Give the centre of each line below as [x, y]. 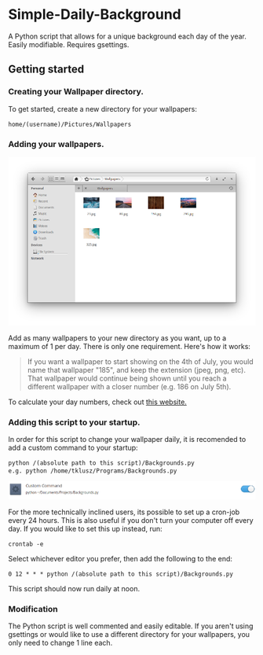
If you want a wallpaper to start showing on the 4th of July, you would [140, 361]
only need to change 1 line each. [60, 643]
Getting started [46, 70]
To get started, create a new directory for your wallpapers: [103, 109]
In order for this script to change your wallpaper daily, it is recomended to [127, 440]
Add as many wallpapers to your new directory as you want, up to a [117, 338]
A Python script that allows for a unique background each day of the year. [128, 36]
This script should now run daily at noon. [74, 588]
